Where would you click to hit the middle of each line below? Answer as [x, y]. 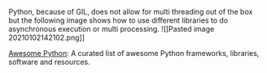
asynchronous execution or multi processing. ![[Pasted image [112, 29]
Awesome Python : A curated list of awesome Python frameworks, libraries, [134, 53]
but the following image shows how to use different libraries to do [118, 20]
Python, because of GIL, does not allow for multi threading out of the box [131, 12]
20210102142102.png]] [47, 37]
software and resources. [50, 62]
